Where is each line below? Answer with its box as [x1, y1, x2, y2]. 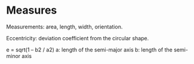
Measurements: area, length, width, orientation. [6, 23, 123, 30]
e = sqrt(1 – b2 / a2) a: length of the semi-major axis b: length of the [6, 46, 173, 53]
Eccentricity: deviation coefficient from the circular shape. [6, 34, 149, 41]
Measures [6, 4, 57, 17]
